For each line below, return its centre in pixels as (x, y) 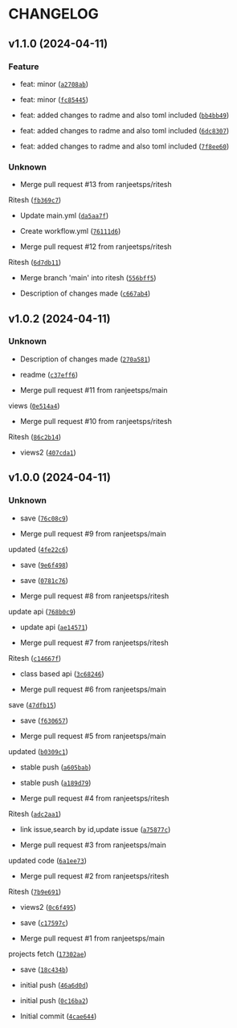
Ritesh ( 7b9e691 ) (35, 891)
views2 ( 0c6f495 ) (48, 907)
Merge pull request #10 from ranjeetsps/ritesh (96, 421)
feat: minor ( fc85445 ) (54, 99)
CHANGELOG (53, 14)
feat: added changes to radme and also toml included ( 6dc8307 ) (125, 130)
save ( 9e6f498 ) (44, 565)
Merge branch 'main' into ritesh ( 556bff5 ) (88, 278)
